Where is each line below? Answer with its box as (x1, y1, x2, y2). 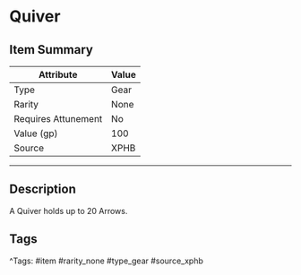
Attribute (39, 69, 78, 81)
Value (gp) (13, 127, 58, 140)
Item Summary (9, 42, 94, 57)
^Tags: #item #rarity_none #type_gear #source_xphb (9, 255, 204, 266)
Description (9, 182, 76, 197)
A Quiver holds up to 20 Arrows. (9, 205, 128, 216)
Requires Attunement (13, 113, 103, 125)
